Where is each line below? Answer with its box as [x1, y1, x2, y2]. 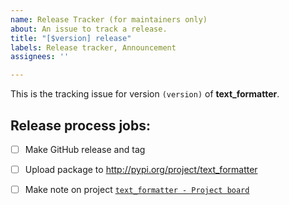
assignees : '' [10, 52, 70, 62]
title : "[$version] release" [10, 33, 132, 43]
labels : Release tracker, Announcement [10, 42, 177, 53]
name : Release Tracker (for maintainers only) [10, 14, 208, 25]
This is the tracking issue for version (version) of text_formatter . [10, 88, 280, 100]
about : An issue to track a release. [10, 24, 168, 34]
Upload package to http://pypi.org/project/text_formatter [24, 164, 258, 175]
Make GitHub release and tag [24, 143, 146, 155]
